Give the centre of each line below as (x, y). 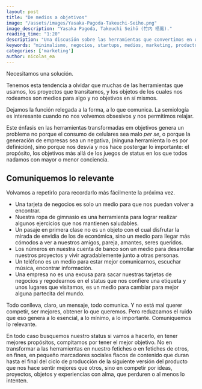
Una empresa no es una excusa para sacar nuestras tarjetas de (93, 274)
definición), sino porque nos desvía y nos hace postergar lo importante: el (98, 146)
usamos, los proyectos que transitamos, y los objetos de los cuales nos (95, 91)
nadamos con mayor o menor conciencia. (58, 159)
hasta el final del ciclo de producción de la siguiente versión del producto (97, 361)
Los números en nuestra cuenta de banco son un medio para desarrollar (104, 249)
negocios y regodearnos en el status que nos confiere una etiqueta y (100, 281)
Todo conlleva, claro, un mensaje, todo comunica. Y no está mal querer (94, 305)
